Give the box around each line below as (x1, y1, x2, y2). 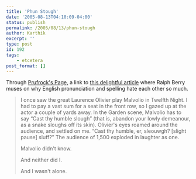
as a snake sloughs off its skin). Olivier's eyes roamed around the (20, 121, 178, 129)
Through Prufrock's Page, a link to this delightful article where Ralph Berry (6, 79, 185, 86)
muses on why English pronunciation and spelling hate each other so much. (6, 85, 188, 92)
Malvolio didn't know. (20, 145, 72, 152)
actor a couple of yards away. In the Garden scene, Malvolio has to (20, 109, 182, 116)
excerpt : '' (6, 36, 35, 42)
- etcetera (16, 57, 43, 63)
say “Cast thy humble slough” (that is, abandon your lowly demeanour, (20, 115, 191, 122)
